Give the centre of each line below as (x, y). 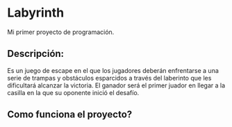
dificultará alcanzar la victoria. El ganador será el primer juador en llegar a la (116, 85)
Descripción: (36, 54)
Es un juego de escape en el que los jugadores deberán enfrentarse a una (113, 70)
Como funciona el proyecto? (70, 115)
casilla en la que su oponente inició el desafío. (73, 92)
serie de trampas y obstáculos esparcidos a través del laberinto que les (109, 78)
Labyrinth (36, 13)
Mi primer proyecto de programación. (61, 32)
